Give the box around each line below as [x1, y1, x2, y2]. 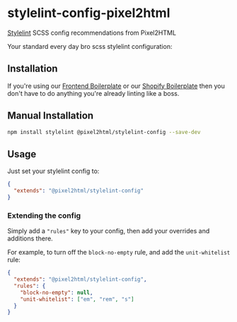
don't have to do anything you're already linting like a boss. [7, 89, 180, 97]
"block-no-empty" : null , [20, 289, 93, 296]
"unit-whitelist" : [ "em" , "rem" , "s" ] [20, 296, 134, 303]
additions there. [7, 234, 53, 243]
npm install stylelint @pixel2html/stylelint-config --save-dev [7, 128, 201, 135]
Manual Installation [7, 110, 94, 122]
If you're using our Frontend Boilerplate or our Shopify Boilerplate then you [7, 82, 225, 90]
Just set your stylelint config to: [7, 167, 100, 175]
